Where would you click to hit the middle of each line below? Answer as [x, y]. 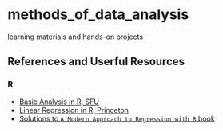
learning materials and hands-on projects [76, 37]
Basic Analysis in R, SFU [59, 102]
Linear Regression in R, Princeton [74, 110]
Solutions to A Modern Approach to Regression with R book [117, 118]
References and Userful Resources [96, 62]
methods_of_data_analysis [98, 15]
